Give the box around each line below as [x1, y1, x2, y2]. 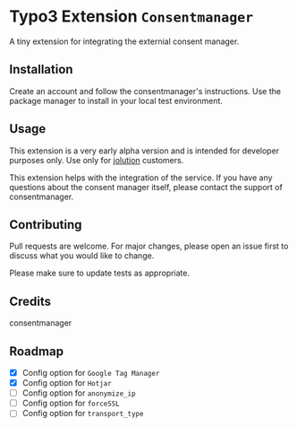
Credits [9, 293, 52, 309]
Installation [9, 62, 73, 77]
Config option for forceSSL [21, 397, 120, 409]
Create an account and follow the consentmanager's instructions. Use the [9, 85, 282, 96]
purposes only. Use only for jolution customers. [9, 154, 184, 165]
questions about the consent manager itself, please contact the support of [9, 181, 284, 192]
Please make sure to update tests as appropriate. [9, 267, 191, 279]
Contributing [9, 217, 82, 232]
